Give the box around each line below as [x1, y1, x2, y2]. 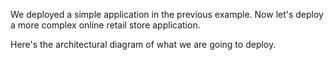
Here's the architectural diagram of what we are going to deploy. [10, 39, 277, 50]
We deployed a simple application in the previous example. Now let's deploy [10, 9, 324, 20]
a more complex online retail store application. [10, 19, 201, 31]
